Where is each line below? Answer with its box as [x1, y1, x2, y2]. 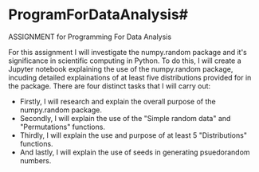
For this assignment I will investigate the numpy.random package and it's [8, 47, 247, 57]
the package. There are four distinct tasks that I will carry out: [8, 81, 211, 91]
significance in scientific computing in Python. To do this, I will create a [8, 56, 241, 65]
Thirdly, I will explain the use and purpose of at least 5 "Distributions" [19, 130, 247, 140]
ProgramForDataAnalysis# [8, 6, 189, 24]
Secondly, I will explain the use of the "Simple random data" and [19, 113, 231, 123]
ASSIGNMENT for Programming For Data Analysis [8, 32, 172, 41]
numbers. [19, 155, 52, 165]
